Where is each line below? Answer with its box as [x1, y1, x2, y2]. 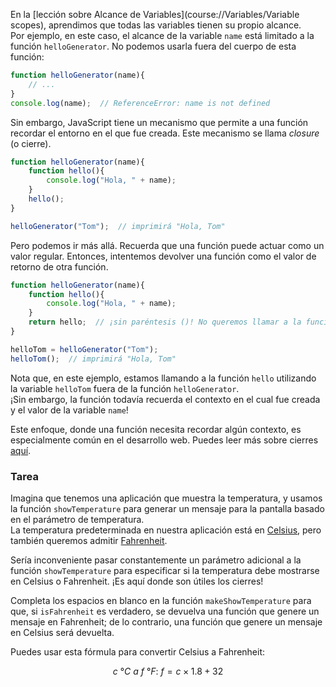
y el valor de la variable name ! [10, 404, 129, 416]
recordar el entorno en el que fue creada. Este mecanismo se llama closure [10, 127, 320, 139]
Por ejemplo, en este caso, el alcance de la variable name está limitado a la [10, 30, 315, 41]
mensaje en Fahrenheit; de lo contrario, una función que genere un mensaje [10, 615, 323, 628]
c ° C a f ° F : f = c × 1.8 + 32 [112, 665, 224, 677]
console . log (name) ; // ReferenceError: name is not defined [10, 98, 271, 108]
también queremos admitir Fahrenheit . [10, 534, 168, 546]
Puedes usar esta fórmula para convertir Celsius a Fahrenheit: [10, 645, 266, 658]
